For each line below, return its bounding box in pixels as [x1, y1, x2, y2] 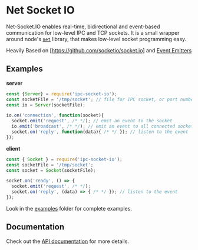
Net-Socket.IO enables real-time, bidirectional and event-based [6, 23, 160, 30]
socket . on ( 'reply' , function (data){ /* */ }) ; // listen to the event [11, 129, 189, 135]
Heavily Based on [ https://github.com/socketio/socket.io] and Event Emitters [6, 46, 192, 54]
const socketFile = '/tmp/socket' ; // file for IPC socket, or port [6, 96, 178, 102]
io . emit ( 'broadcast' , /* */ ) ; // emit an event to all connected [11, 124, 176, 129]
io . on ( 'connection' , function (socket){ [6, 112, 104, 118]
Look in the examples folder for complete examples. [6, 205, 133, 212]
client [6, 145, 21, 152]
